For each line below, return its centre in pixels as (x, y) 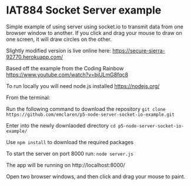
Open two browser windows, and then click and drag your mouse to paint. (96, 176)
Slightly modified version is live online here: (59, 50)
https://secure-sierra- (139, 50)
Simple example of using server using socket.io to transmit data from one (95, 27)
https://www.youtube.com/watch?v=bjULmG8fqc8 (67, 74)
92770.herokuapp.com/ (35, 57)
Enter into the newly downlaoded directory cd (61, 125)
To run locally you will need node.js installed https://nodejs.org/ (83, 86)
